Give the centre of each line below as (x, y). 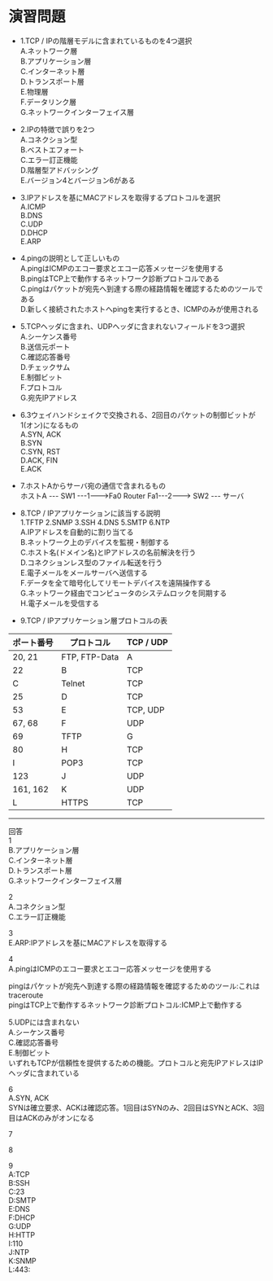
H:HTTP (22, 1235)
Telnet (73, 683)
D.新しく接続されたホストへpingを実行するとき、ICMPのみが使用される (139, 309)
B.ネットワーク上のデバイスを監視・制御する (95, 542)
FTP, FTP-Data (90, 656)
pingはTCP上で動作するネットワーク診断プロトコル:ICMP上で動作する (126, 1005)
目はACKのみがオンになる (52, 1117)
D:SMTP (22, 1200)
